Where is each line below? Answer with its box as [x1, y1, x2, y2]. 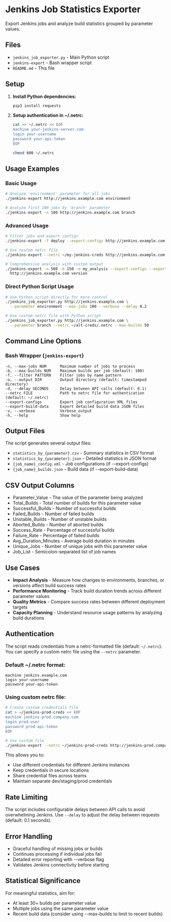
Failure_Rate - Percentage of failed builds [12, 533, 100, 539]
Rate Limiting [5, 793, 48, 801]
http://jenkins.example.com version [10, 271, 88, 276]
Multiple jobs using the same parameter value [12, 905, 108, 911]
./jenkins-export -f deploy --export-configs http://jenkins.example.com [5, 239, 165, 244]
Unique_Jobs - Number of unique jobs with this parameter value [12, 543, 148, 549]
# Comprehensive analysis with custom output [5, 261, 103, 267]
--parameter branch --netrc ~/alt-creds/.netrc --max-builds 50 [10, 323, 149, 328]
